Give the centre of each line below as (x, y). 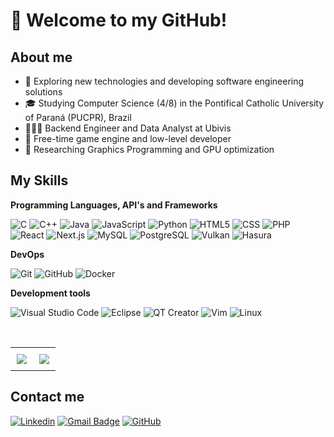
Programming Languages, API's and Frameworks (114, 205)
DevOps (27, 254)
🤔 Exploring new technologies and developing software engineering (164, 81)
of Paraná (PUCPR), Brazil (78, 117)
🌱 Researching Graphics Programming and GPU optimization (149, 149)
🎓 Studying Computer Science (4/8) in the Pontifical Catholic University (174, 103)
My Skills (39, 180)
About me (41, 57)
